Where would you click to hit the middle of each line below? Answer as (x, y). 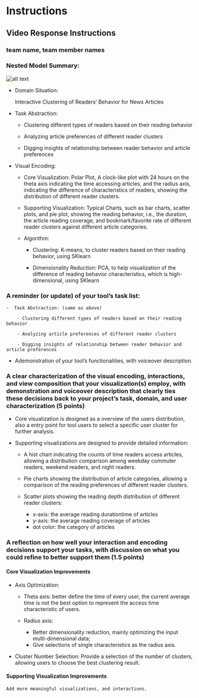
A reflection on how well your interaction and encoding (87, 543)
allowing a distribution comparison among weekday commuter (100, 461)
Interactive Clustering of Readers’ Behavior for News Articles (89, 102)
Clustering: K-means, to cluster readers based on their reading (109, 250)
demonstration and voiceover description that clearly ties (91, 391)
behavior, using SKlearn (61, 256)
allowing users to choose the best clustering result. (77, 662)
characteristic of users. (52, 609)
